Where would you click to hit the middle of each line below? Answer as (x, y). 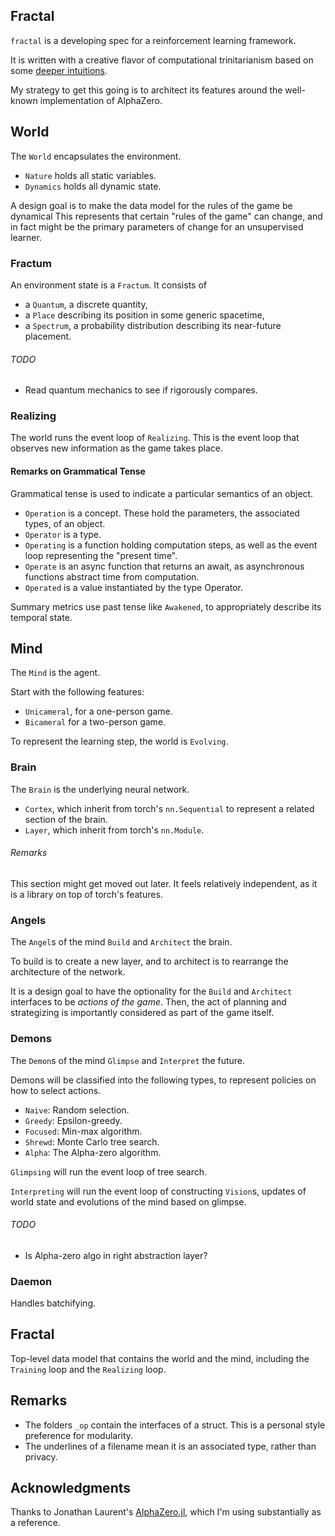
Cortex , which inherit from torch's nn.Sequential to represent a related (169, 808)
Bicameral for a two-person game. (95, 722)
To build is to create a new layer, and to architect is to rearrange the (149, 961)
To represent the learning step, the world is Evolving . (119, 741)
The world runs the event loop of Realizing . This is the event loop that (155, 438)
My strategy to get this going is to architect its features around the (146, 90)
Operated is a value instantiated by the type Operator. (134, 587)
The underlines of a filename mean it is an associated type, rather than (170, 1446)
